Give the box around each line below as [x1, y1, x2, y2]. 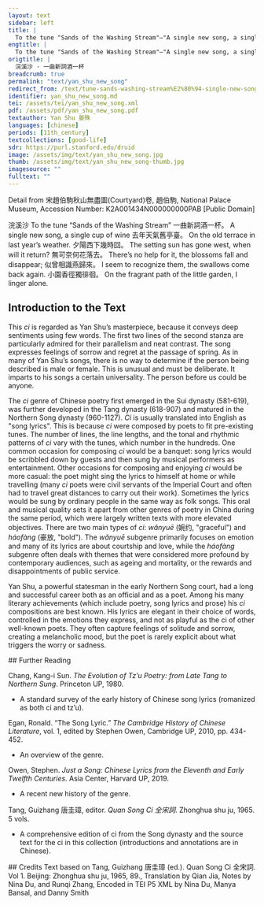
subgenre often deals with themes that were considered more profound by [8, 549, 249, 559]
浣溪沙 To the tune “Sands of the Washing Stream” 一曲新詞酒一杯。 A [8, 220, 236, 229]
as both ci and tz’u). [19, 703, 84, 712]
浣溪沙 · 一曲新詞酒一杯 [15, 63, 85, 71]
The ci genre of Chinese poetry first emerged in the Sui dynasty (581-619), [8, 395, 250, 406]
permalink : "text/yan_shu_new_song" [8, 77, 128, 85]
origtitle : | [8, 56, 51, 64]
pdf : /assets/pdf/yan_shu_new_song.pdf [8, 107, 139, 115]
